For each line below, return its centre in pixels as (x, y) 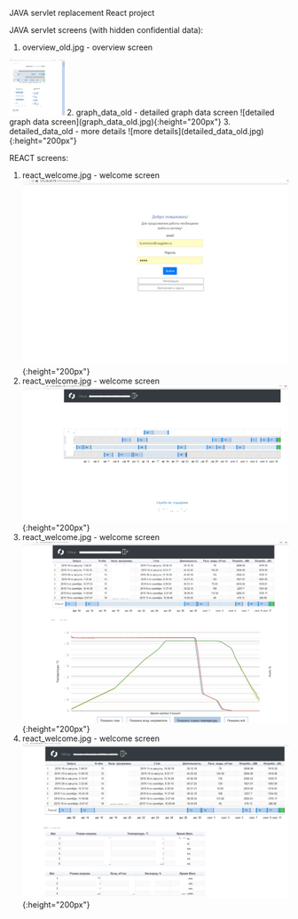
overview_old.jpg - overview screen (87, 47)
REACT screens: (39, 158)
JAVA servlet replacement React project (82, 13)
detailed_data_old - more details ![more (81, 131)
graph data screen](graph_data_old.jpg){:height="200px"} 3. (120, 122)
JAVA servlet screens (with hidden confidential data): (106, 30)
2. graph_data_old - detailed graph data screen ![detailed (170, 112)
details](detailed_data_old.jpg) (209, 131)
